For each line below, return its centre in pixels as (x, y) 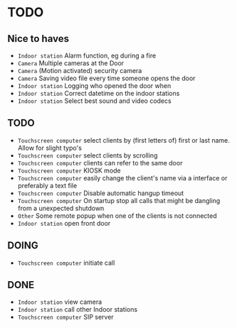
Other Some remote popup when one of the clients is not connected (117, 215)
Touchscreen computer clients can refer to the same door (100, 163)
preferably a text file (47, 185)
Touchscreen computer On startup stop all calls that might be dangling (119, 200)
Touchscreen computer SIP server (65, 317)
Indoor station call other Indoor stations (77, 310)
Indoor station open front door (64, 223)
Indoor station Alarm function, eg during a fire (87, 55)
